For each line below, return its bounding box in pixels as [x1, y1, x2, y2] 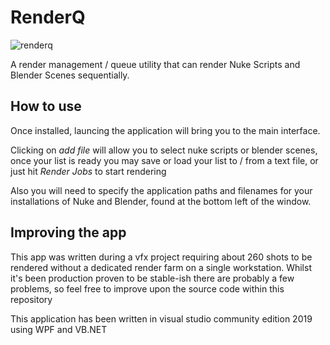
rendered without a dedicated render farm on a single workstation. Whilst [10, 261, 312, 273]
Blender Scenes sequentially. [10, 69, 130, 81]
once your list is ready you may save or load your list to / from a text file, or [10, 154, 319, 166]
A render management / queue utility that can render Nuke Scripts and [10, 58, 301, 70]
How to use [10, 98, 82, 115]
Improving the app [10, 224, 127, 241]
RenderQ [10, 6, 86, 29]
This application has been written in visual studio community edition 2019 [10, 312, 313, 325]
